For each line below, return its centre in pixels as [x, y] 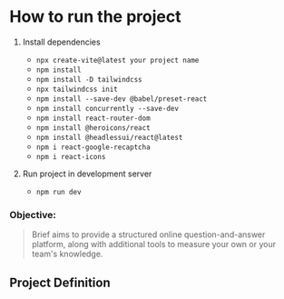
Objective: [33, 214]
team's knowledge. [67, 254]
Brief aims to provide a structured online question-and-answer [148, 234]
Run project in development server [87, 174]
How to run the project [95, 17]
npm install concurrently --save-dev [108, 108]
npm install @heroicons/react [93, 128]
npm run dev [59, 192]
